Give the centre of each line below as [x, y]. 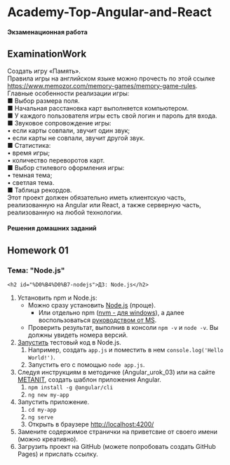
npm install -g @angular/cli [70, 387]
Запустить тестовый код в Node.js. [69, 342]
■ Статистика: [29, 145]
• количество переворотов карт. [56, 160]
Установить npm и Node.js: [57, 298]
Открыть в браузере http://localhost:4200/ [91, 424]
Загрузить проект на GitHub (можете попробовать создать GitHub [116, 446]
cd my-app [42, 410]
